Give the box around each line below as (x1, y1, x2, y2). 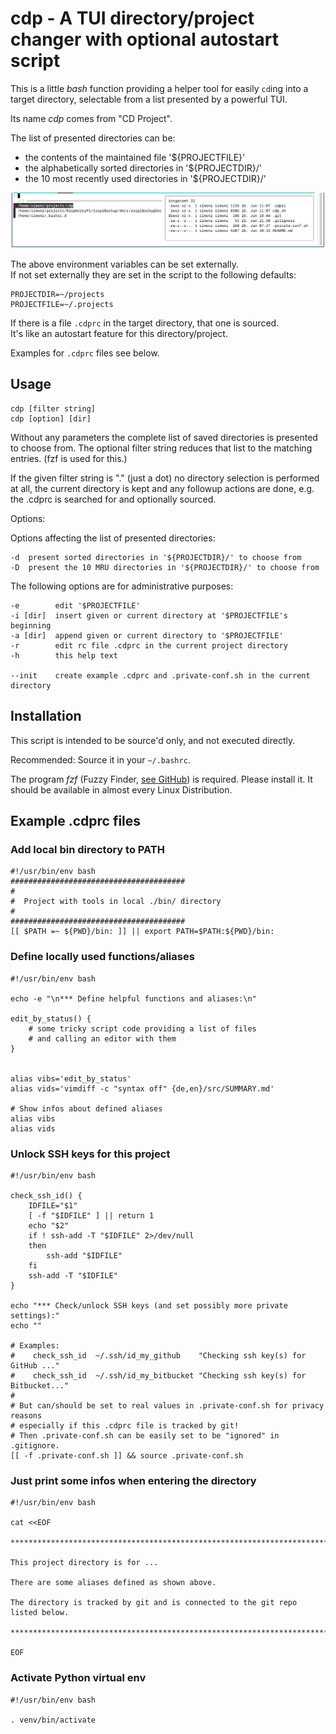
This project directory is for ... (10, 1558, 159, 1568)
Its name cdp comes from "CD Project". (10, 112, 173, 124)
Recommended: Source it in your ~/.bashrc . (10, 753, 191, 766)
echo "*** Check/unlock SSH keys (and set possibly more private (10, 1300, 288, 1311)
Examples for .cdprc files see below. (10, 347, 160, 359)
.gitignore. (10, 1440, 60, 1451)
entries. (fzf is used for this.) (10, 452, 128, 464)
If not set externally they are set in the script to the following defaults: (10, 269, 297, 281)
